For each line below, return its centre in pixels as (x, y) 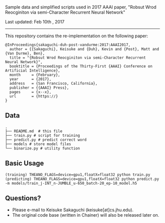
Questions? (23, 198)
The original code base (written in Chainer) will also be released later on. (86, 215)
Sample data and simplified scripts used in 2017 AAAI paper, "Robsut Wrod (81, 7)
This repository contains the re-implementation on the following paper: (77, 36)
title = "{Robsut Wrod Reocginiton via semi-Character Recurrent (78, 58)
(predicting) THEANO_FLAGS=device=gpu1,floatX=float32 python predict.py (82, 179)
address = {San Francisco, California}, (54, 83)
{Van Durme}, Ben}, (25, 53)
